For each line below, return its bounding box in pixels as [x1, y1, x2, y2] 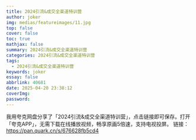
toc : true [6, 36, 31, 42]
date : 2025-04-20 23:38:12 [6, 85, 73, 91]
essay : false [6, 74, 38, 80]
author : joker [6, 14, 41, 20]
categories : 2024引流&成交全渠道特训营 [6, 52, 96, 58]
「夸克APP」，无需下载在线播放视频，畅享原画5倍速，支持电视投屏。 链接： [6, 120, 189, 127]
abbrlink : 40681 [6, 80, 46, 86]
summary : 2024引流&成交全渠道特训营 [6, 47, 87, 53]
